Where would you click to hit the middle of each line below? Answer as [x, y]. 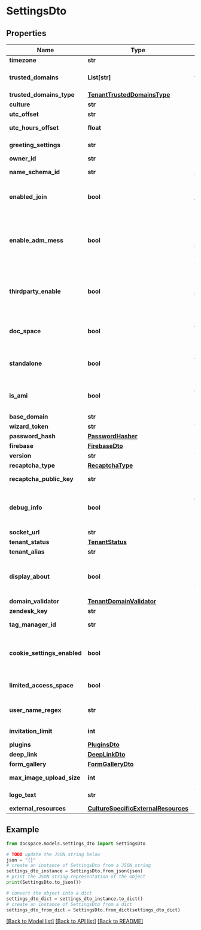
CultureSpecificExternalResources [138, 808]
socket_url [25, 532]
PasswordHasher [112, 436]
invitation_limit [31, 731]
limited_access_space [41, 685]
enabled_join [28, 197]
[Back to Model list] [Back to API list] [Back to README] [75, 921]
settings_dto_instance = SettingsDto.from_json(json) [75, 871]
